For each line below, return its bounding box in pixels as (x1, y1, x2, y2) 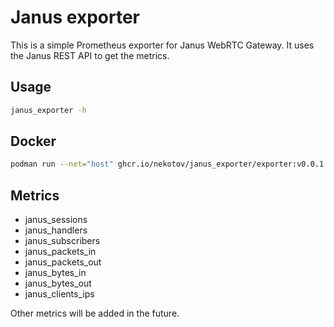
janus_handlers (24, 224, 88, 236)
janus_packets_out (24, 256, 102, 268)
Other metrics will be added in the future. (10, 307, 180, 320)
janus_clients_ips (24, 288, 95, 300)
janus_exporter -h (10, 105, 87, 115)
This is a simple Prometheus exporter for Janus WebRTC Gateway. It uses (10, 39, 315, 51)
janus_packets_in (24, 246, 97, 258)
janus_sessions (24, 214, 88, 226)
